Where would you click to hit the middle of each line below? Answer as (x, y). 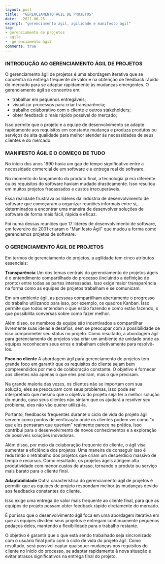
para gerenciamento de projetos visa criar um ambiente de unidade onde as (82, 339)
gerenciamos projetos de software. (41, 234)
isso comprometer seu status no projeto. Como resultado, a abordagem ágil (82, 333)
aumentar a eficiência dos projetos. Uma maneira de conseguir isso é (76, 450)
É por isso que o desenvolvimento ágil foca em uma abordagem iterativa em (82, 515)
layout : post (18, 10)
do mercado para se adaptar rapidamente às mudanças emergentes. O (77, 85)
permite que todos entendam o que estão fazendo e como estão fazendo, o (82, 308)
